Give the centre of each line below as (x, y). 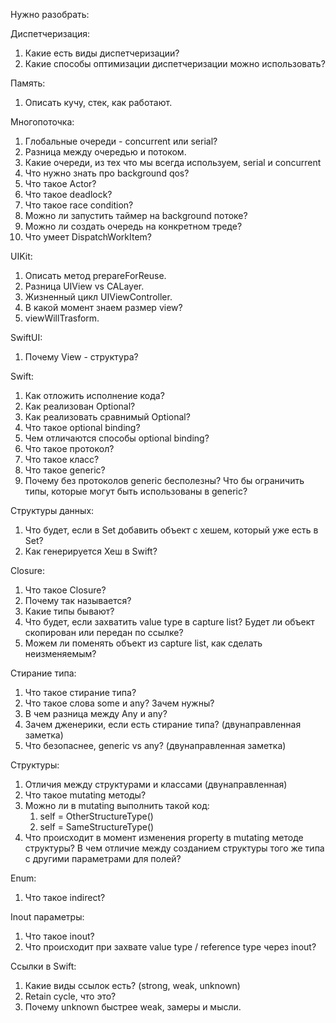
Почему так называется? (78, 600)
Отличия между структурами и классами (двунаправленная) (156, 784)
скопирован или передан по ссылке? (104, 632)
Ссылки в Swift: (43, 966)
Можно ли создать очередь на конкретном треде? (133, 226)
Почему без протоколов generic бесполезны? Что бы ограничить (164, 480)
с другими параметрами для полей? (103, 858)
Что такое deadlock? (68, 194)
